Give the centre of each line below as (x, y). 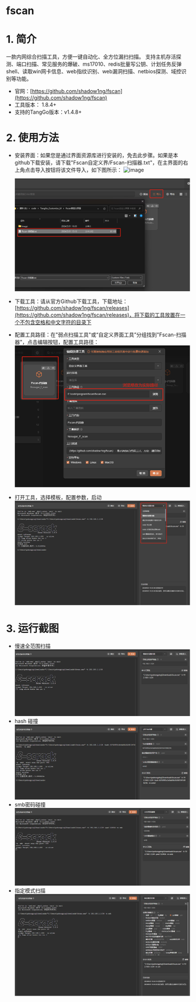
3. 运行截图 (33, 629)
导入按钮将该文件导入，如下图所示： (78, 170)
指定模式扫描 (30, 891)
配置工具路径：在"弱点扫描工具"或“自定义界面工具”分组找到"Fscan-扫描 (100, 335)
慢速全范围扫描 (32, 646)
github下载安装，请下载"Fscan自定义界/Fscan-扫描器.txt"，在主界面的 (99, 163)
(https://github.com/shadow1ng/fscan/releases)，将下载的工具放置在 (97, 315)
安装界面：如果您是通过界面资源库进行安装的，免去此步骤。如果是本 (96, 155)
